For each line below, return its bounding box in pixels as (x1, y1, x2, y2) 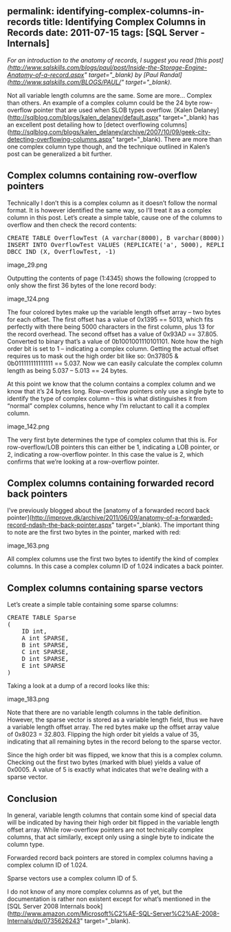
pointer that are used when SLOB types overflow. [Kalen (33, 106, 192, 114)
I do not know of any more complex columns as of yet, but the (7, 887, 183, 896)
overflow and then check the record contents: (7, 220, 137, 229)
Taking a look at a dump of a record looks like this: (7, 682, 150, 690)
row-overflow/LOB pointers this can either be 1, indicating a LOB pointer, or (7, 443, 220, 451)
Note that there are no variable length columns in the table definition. (7, 708, 202, 717)
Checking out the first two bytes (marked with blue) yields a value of (7, 758, 201, 766)
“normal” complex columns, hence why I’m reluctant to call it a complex (7, 402, 210, 410)
